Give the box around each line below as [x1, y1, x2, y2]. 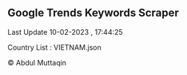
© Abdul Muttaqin [7, 58, 67, 67]
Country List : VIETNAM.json [7, 43, 101, 52]
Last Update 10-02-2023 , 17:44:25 [7, 27, 123, 36]
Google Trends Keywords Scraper [7, 6, 179, 20]
